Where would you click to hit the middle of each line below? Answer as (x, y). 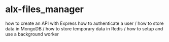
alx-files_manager (45, 9)
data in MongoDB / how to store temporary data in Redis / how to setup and (84, 28)
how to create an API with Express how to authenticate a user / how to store (84, 23)
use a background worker (32, 34)
